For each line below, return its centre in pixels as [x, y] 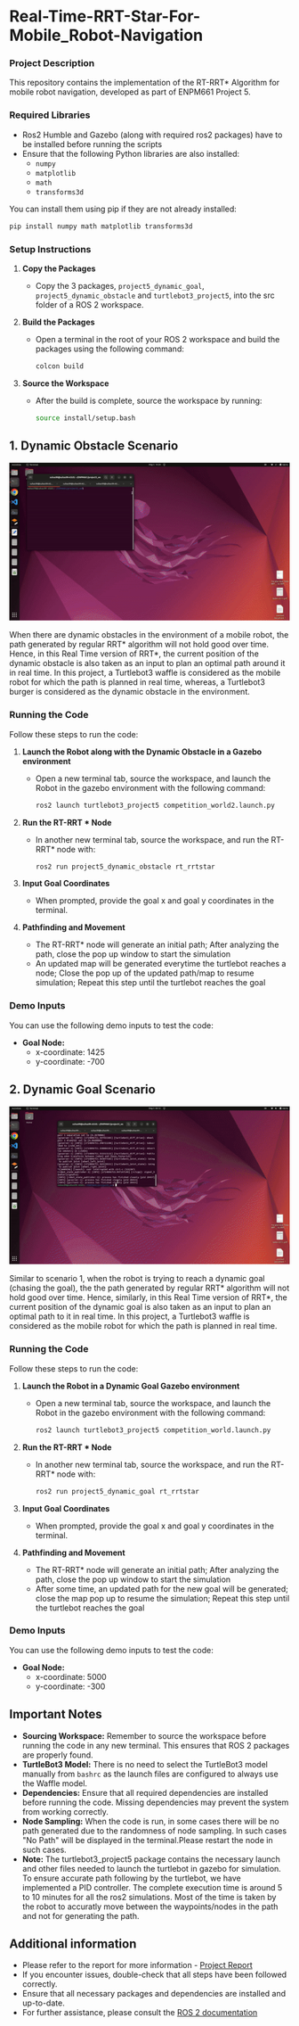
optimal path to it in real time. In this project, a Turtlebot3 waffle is [129, 1316]
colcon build [60, 366]
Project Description [52, 63]
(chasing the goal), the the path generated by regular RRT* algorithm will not [149, 1288]
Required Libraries [50, 115]
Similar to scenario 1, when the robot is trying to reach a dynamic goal [137, 1279]
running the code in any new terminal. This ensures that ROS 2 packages [156, 1745]
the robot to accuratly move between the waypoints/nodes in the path [150, 1907]
